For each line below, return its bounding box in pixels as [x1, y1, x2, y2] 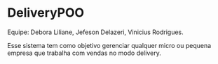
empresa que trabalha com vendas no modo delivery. [7, 49, 161, 57]
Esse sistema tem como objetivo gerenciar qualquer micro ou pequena [7, 41, 212, 49]
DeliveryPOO [7, 5, 85, 21]
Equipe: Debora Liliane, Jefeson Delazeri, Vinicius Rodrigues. [7, 28, 184, 36]
